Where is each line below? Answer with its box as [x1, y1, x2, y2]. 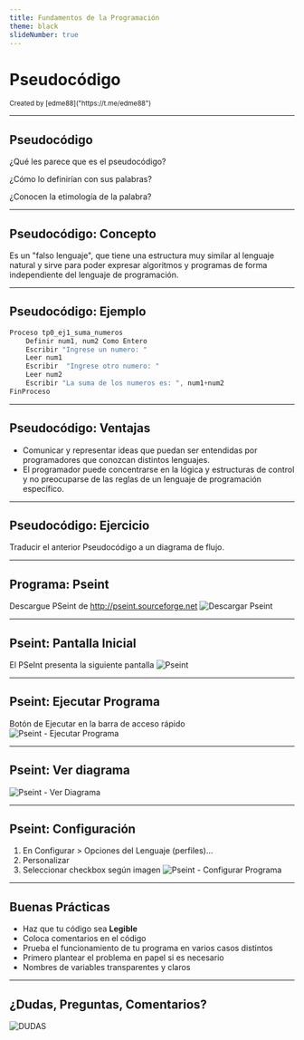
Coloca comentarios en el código [22, 933, 147, 944]
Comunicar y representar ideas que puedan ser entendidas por [22, 445, 258, 456]
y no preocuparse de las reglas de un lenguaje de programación [22, 473, 262, 485]
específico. [22, 483, 65, 494]
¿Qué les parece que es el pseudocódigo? [9, 156, 166, 168]
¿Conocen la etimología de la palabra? [9, 191, 152, 202]
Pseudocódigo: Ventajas [9, 420, 151, 436]
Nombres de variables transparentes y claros [22, 962, 191, 973]
